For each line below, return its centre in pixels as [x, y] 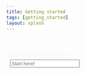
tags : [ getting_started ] [37, 17]
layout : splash [25, 23]
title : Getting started [36, 12]
